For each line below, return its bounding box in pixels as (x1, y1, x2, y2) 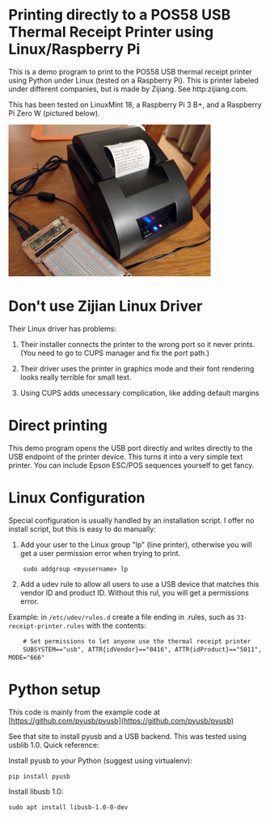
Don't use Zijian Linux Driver (8, 297, 203, 316)
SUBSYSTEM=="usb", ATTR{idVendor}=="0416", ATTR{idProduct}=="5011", (23, 645, 263, 653)
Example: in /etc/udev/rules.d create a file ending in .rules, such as (8, 612, 235, 622)
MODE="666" (8, 653, 45, 661)
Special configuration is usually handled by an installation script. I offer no (8, 516, 255, 525)
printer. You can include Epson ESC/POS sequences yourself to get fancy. (8, 460, 255, 470)
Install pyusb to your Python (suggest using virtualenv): (8, 755, 192, 766)
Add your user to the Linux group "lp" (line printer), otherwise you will (19, 540, 252, 550)
